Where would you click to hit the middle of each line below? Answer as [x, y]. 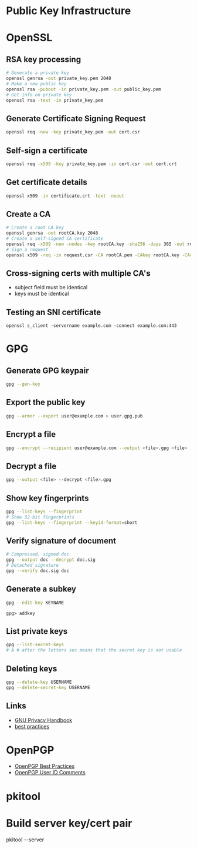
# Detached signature [33, 566]
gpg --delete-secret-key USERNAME [48, 687]
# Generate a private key [38, 73]
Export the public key [46, 402]
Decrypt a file [31, 466]
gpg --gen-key [23, 384]
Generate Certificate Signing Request [76, 118]
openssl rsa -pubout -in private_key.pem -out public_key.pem [84, 89]
